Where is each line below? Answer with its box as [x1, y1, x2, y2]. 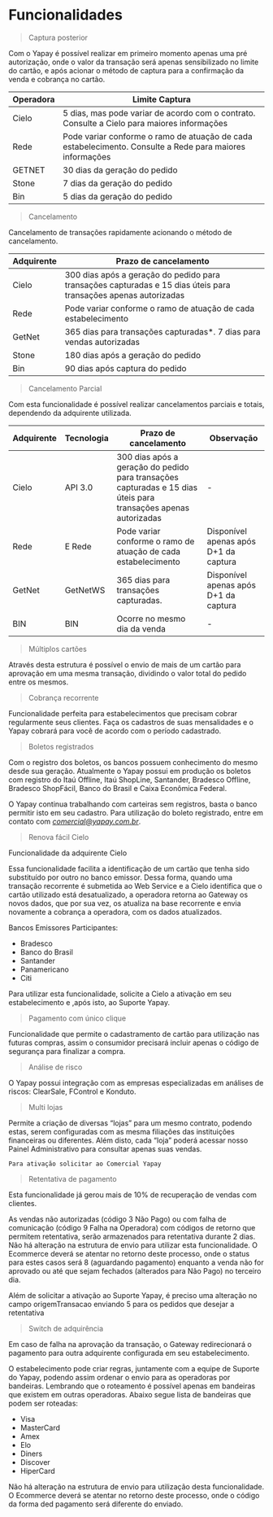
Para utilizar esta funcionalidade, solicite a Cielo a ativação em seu [8, 989, 232, 999]
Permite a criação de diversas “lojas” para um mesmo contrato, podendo [8, 1117, 253, 1128]
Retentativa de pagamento [28, 1174, 117, 1183]
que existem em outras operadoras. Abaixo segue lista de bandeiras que [8, 1389, 252, 1399]
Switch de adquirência [28, 1323, 104, 1333]
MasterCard [19, 1423, 61, 1432]
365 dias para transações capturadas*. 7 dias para [64, 326, 261, 337]
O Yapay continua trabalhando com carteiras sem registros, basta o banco [8, 799, 258, 809]
